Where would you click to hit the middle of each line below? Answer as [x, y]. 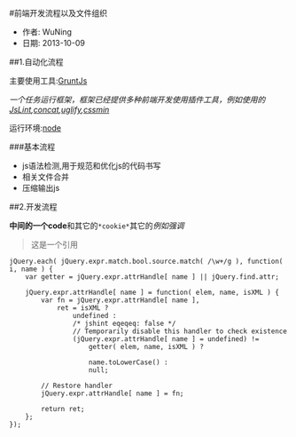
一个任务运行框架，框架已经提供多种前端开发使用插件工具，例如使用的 [137, 99]
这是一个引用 [54, 244]
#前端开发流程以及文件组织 [58, 13]
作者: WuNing [47, 32]
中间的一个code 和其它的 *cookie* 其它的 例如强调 [97, 226]
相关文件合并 [45, 177]
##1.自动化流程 [36, 62]
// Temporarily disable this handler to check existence [180, 331]
